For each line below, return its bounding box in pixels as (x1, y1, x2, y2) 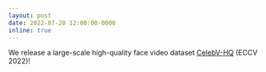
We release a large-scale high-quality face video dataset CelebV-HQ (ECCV (8, 48, 258, 58)
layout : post (8, 11, 52, 20)
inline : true (8, 26, 52, 34)
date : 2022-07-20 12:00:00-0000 (8, 19, 116, 27)
